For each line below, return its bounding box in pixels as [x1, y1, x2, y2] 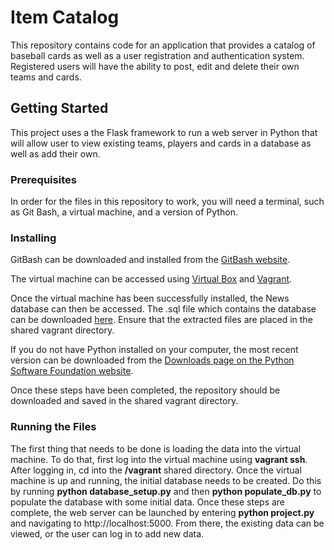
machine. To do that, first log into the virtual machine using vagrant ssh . [10, 453, 308, 465]
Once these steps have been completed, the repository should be [10, 384, 281, 396]
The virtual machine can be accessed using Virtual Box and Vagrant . [10, 273, 293, 285]
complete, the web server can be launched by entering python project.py [10, 506, 315, 518]
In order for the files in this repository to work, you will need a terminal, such [10, 196, 325, 208]
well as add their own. [10, 147, 101, 160]
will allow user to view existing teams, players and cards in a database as [10, 137, 312, 149]
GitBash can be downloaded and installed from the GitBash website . [10, 254, 291, 266]
